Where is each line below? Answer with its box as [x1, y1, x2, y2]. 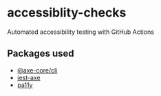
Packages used [7, 48, 74, 59]
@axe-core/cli [17, 66, 58, 74]
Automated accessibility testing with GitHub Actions [7, 28, 155, 36]
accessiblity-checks [7, 5, 127, 21]
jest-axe [17, 73, 41, 81]
